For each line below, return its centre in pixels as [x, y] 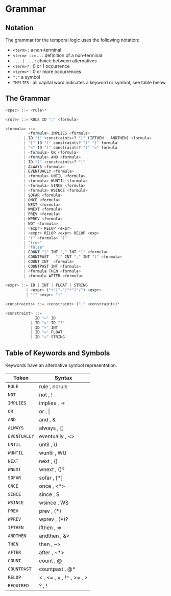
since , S [49, 494]
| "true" [33, 243]
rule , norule [53, 386]
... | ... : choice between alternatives [55, 61]
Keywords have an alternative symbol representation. [61, 365]
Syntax [63, 378]
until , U [48, 445]
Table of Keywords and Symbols [58, 353]
